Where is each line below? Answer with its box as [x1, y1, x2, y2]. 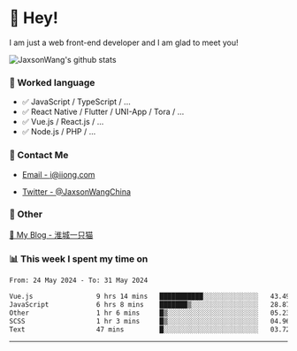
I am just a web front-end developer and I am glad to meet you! [9, 37, 239, 48]
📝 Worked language [9, 76, 95, 88]
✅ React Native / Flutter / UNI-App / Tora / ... [21, 106, 185, 118]
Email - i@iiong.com [21, 169, 95, 179]
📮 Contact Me [9, 149, 69, 162]
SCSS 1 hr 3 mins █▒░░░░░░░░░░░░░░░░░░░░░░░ [9, 317, 259, 325]
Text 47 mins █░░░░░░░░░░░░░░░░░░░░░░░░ [9, 324, 259, 334]
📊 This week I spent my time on [9, 252, 148, 264]
